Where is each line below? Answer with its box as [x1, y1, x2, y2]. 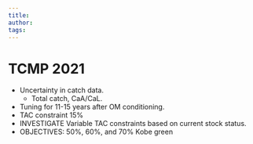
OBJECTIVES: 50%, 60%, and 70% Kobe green [19, 127, 174, 137]
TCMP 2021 [8, 59, 85, 77]
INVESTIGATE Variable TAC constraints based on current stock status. [19, 119, 247, 128]
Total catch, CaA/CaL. [31, 94, 103, 103]
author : [8, 19, 34, 27]
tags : [8, 26, 26, 34]
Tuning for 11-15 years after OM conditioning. [19, 103, 165, 112]
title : [8, 11, 30, 20]
